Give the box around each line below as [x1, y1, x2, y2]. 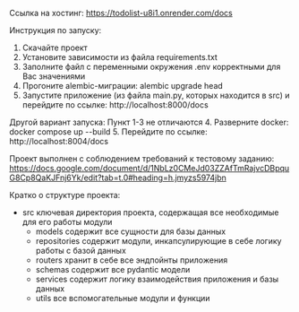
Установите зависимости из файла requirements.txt [21, 52, 218, 62]
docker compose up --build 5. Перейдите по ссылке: [9, 126, 208, 137]
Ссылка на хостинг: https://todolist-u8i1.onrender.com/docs [9, 8, 233, 18]
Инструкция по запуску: [9, 25, 102, 35]
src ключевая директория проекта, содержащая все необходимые [21, 207, 279, 218]
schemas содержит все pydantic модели [35, 264, 191, 274]
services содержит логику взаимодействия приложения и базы [35, 273, 279, 284]
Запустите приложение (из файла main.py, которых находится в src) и [21, 90, 290, 100]
